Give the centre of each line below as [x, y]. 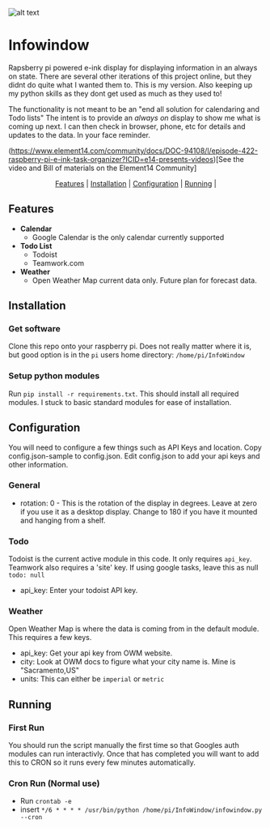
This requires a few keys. [50, 638]
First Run [26, 728]
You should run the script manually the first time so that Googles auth [124, 745]
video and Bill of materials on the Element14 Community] [103, 168]
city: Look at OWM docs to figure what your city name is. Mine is [128, 662]
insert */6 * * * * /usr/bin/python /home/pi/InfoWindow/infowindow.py [141, 809]
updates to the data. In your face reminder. [80, 134]
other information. [38, 464]
